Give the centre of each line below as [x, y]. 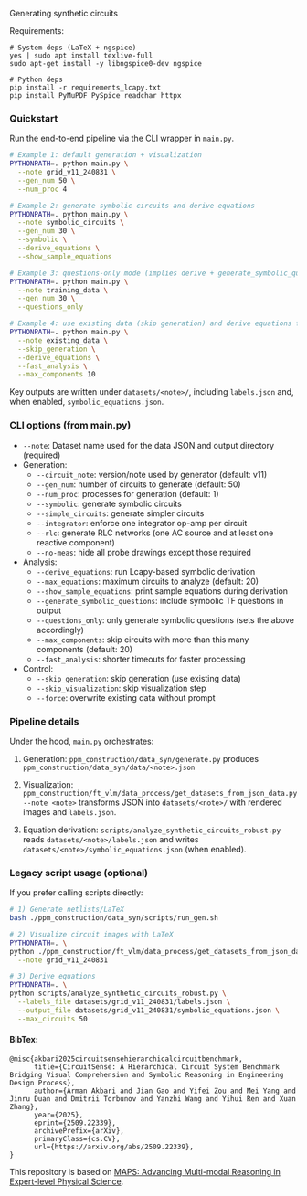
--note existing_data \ [63, 340]
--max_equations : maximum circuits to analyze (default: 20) [147, 581]
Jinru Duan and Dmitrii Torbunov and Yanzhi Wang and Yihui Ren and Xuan [153, 1099]
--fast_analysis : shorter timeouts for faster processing [141, 659]
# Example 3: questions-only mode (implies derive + [112, 273]
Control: [38, 668]
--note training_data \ [63, 290]
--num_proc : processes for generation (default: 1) [127, 493]
